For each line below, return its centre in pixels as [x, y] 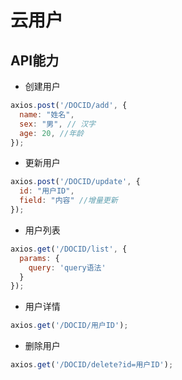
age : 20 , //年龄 [51, 133]
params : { [39, 258]
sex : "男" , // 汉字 [57, 124]
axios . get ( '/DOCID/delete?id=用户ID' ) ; [92, 365]
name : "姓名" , [47, 114]
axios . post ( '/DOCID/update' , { [75, 182]
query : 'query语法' [67, 267]
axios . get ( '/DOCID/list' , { [69, 249]
